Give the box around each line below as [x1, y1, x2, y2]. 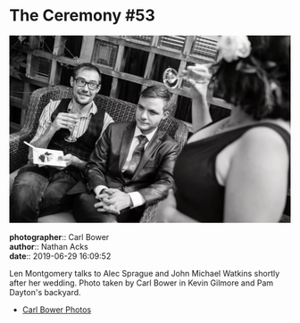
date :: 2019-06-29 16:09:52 [9, 251, 112, 261]
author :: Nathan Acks [9, 241, 89, 252]
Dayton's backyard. [9, 286, 82, 297]
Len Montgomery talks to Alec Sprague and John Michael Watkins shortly [9, 268, 280, 278]
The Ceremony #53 [9, 5, 156, 26]
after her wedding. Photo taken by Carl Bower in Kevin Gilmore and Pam [9, 277, 274, 288]
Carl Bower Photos [21, 304, 92, 315]
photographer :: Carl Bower [9, 231, 110, 242]
